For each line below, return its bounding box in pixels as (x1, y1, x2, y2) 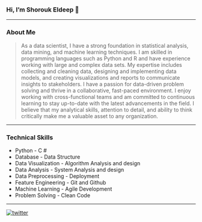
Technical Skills (6, 133, 54, 141)
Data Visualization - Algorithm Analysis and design (14, 159, 141, 166)
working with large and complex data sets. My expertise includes (20, 61, 182, 68)
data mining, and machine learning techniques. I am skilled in (20, 48, 173, 55)
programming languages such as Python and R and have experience (20, 54, 191, 62)
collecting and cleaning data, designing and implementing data (20, 68, 177, 75)
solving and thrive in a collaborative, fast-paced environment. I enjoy (20, 87, 191, 94)
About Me (6, 28, 36, 37)
